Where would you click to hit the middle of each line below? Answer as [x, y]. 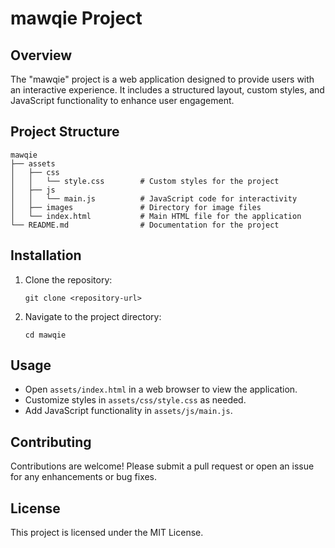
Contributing [51, 442]
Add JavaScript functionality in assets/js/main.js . [128, 411]
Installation [46, 255]
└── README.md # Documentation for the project [145, 225]
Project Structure [65, 132]
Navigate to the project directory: [93, 316]
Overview [41, 55]
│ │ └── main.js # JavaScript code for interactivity [154, 198]
